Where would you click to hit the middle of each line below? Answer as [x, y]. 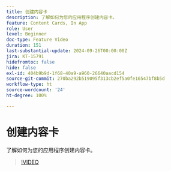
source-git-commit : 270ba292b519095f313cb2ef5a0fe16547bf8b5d [85, 79]
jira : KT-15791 [25, 56]
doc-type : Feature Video [37, 40]
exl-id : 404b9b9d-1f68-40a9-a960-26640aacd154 [65, 73]
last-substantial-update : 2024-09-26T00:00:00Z [67, 51]
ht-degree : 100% [26, 95]
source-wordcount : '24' [36, 90]
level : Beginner [26, 34]
